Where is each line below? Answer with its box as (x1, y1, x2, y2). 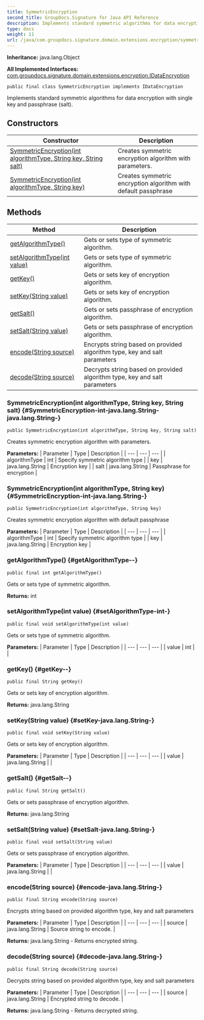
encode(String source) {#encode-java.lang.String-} (7, 883, 163, 891)
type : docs (7, 25, 35, 32)
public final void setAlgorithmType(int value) (7, 621, 130, 627)
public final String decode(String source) (7, 966, 119, 972)
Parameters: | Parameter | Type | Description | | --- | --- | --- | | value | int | (7, 643, 195, 651)
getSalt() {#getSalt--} (7, 774, 72, 782)
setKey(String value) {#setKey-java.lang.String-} (7, 716, 155, 725)
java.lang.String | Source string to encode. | (7, 925, 116, 933)
